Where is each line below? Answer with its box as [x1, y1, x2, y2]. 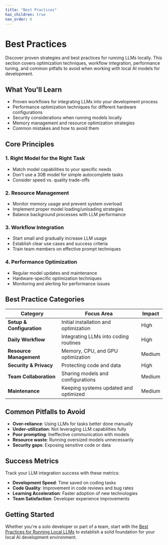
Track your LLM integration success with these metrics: [5, 470, 120, 476]
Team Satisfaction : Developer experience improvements [12, 496, 130, 502]
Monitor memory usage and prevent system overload [12, 201, 122, 207]
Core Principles [5, 140, 54, 148]
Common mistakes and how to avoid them [12, 125, 99, 131]
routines [61, 339, 81, 346]
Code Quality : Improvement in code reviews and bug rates [12, 485, 133, 491]
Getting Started [5, 510, 54, 519]
